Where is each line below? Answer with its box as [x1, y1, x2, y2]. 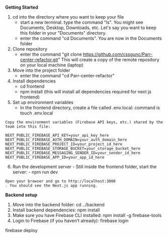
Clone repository [12, 46, 48, 52]
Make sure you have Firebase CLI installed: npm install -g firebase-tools [12, 212, 162, 218]
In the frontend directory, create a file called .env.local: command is [20, 105, 160, 110]
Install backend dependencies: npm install [12, 207, 100, 213]
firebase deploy [5, 227, 38, 233]
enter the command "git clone [20, 51, 82, 57]
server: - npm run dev [12, 169, 58, 175]
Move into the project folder [12, 67, 70, 73]
